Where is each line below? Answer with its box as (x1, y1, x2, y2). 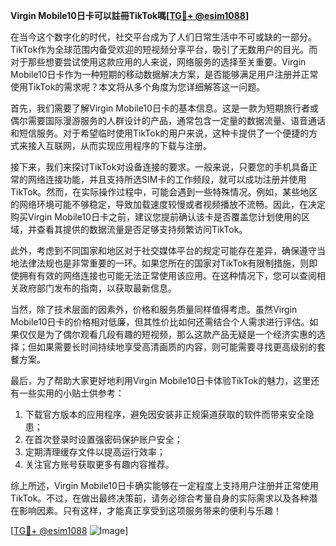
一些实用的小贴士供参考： (18, 387, 125, 399)
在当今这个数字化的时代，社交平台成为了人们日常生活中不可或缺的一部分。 (10, 31, 317, 43)
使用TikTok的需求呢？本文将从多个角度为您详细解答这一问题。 (10, 81, 266, 93)
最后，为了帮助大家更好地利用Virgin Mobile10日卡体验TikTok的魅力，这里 (10, 375, 312, 386)
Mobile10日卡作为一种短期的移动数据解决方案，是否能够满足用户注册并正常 (10, 69, 319, 80)
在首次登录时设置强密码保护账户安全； (24, 434, 183, 445)
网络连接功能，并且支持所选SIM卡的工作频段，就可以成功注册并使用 (27, 174, 307, 185)
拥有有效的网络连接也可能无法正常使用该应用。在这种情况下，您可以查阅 (18, 270, 317, 281)
